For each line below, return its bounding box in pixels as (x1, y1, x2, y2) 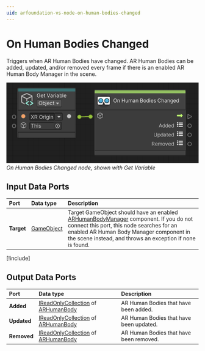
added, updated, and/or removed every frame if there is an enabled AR (6, 64, 185, 71)
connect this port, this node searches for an (68, 221, 178, 229)
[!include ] (6, 254, 31, 262)
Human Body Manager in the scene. (6, 70, 97, 78)
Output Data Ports (6, 272, 76, 283)
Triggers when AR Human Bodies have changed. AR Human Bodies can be (6, 57, 194, 64)
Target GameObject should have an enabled (68, 209, 178, 216)
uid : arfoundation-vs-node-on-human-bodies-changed (6, 10, 140, 16)
